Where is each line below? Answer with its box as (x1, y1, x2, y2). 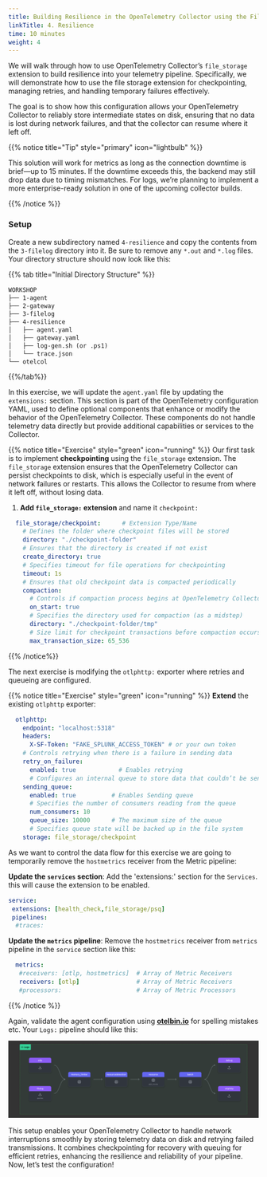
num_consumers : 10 (29, 808, 91, 817)
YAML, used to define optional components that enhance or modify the (8, 403, 241, 414)
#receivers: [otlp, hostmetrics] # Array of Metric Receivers (18, 970, 233, 978)
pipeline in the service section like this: (8, 945, 137, 955)
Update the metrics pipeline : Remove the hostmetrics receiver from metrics (8, 936, 258, 946)
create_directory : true (22, 553, 102, 561)
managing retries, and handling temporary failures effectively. (8, 86, 211, 96)
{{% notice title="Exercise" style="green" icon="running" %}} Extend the (8, 691, 249, 700)
